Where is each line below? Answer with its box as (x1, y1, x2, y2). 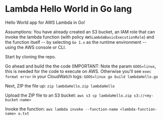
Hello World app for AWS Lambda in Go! (5, 19, 85, 25)
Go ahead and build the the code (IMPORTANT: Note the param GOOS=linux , (5, 63, 157, 69)
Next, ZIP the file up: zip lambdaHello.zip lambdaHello (5, 83, 115, 88)
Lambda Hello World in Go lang (5, 3, 132, 15)
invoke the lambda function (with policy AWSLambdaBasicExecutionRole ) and (5, 34, 154, 40)
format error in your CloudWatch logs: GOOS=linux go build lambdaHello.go (5, 73, 158, 79)
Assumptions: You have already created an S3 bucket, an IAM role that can (5, 29, 155, 34)
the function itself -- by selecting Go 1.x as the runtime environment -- (5, 39, 147, 45)
